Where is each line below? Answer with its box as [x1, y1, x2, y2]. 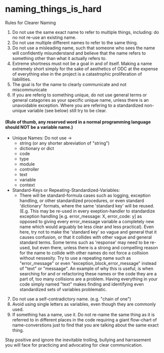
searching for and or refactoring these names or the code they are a [19, 271, 157, 277]
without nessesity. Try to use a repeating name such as [19, 255, 131, 261]
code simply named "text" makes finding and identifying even [19, 281, 144, 287]
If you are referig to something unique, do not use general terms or [12, 92, 147, 98]
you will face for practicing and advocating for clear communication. [5, 342, 143, 348]
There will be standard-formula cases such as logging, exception [19, 193, 151, 199]
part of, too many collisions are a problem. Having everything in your [19, 276, 158, 282]
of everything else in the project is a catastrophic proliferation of [12, 71, 142, 77]
